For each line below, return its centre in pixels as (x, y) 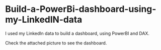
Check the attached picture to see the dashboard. (56, 43)
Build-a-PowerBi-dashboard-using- (81, 9)
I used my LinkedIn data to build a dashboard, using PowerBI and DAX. (77, 33)
